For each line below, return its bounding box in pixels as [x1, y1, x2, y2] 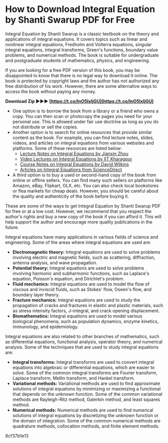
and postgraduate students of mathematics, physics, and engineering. [5, 57, 150, 63]
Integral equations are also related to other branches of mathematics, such [5, 333, 159, 339]
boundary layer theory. [12, 291, 60, 298]
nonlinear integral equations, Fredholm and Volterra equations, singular [5, 41, 152, 47]
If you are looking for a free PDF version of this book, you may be [5, 67, 140, 73]
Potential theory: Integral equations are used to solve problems [12, 265, 144, 271]
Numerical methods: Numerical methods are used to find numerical [12, 407, 153, 413]
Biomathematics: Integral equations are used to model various [12, 313, 142, 319]
